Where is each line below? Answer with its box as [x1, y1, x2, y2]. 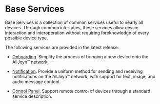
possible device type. [5, 35, 48, 41]
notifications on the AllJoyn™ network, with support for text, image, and [12, 73, 156, 79]
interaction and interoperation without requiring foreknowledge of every [5, 30, 149, 35]
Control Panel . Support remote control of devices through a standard [12, 88, 150, 94]
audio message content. [12, 79, 61, 85]
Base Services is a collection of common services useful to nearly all [5, 19, 143, 25]
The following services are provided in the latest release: [5, 44, 119, 50]
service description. [12, 93, 53, 99]
